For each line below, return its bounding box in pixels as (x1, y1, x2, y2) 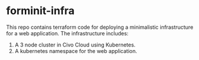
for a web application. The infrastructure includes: (6, 29, 129, 36)
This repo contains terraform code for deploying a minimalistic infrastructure (6, 24, 194, 31)
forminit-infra (6, 4, 75, 18)
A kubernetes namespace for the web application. (14, 47, 138, 54)
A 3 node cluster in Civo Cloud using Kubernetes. (14, 41, 135, 48)
